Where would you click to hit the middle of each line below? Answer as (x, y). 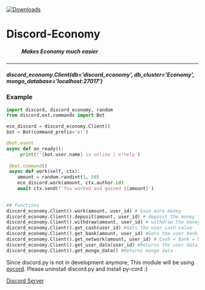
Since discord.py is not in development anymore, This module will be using (100, 262)
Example (20, 97)
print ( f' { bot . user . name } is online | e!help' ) (80, 154)
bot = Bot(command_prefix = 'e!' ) (47, 132)
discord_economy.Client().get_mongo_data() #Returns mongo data (90, 250)
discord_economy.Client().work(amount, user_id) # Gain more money (94, 211)
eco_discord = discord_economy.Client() (59, 126)
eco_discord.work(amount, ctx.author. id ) (70, 183)
